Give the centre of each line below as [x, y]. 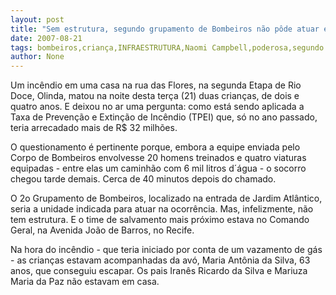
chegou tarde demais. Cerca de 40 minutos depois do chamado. [143, 179]
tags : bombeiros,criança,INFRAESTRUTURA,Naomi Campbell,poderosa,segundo [167, 47]
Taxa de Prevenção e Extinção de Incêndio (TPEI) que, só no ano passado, [164, 117]
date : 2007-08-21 [46, 38]
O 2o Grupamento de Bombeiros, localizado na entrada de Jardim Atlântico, [166, 198]
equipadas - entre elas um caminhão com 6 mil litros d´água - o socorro [158, 168]
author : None [37, 57]
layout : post [37, 19]
